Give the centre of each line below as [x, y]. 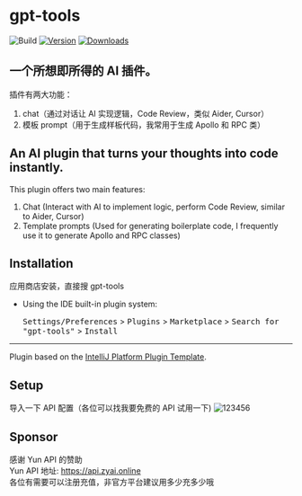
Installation [41, 263]
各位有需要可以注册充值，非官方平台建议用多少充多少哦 [111, 482]
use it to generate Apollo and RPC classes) [102, 235]
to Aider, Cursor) [53, 216]
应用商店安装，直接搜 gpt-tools [67, 286]
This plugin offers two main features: [77, 189]
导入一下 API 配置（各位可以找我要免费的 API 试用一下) [111, 408]
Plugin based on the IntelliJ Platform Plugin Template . [108, 357]
